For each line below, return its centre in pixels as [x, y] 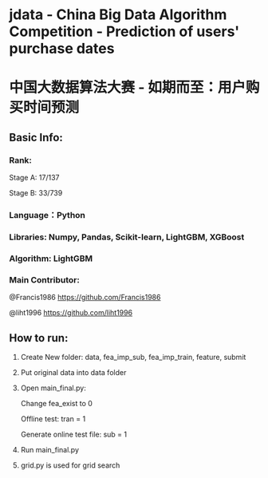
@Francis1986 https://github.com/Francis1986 [85, 298]
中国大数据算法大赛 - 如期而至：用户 [128, 87]
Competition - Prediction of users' [124, 32]
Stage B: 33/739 [36, 193]
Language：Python [47, 215]
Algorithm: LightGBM [51, 259]
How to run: [39, 338]
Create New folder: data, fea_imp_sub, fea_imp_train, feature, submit [133, 357]
